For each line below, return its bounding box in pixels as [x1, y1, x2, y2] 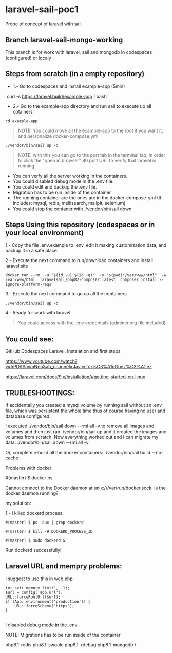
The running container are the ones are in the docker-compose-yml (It [12, 194, 162, 201]
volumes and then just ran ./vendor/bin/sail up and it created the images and [5, 428, 167, 435]
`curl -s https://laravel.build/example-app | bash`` [5, 93, 110, 99]
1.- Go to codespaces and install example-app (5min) [12, 83, 125, 89]
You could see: [5, 334, 54, 343]
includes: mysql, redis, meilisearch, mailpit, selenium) [12, 200, 126, 206]
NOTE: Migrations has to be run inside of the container [5, 632, 121, 638]
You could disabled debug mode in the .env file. [12, 178, 114, 184]
